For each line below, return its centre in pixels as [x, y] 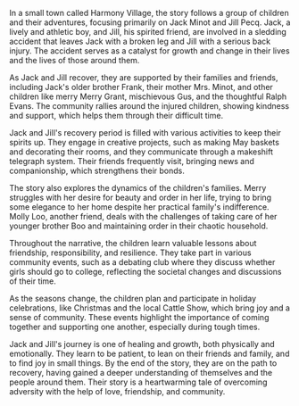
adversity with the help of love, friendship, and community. [117, 391]
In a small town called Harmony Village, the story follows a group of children [149, 13]
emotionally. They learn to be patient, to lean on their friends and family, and [149, 353]
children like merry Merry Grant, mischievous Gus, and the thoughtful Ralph [148, 96]
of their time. [33, 281]
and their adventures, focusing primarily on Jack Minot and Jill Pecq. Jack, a [150, 22]
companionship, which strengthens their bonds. [97, 170]
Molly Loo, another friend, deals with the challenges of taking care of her [143, 216]
